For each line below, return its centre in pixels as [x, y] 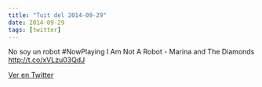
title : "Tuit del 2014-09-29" [58, 15]
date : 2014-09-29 [36, 23]
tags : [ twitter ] [35, 30]
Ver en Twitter [31, 75]
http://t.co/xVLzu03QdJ [47, 60]
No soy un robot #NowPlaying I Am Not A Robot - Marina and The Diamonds [131, 52]
